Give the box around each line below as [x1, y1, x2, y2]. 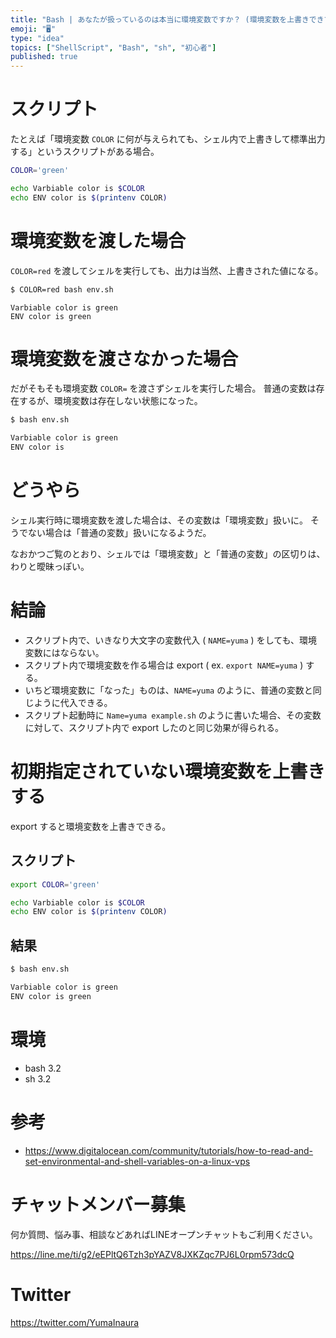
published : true [10, 52, 78, 62]
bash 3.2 [24, 1062, 62, 1074]
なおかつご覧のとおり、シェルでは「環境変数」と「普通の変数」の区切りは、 [10, 548, 326, 560]
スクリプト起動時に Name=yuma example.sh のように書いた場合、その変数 [24, 709, 322, 721]
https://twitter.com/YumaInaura [10, 1316, 140, 1328]
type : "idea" [10, 33, 65, 43]
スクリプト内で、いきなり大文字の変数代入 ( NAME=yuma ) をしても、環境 [24, 634, 318, 646]
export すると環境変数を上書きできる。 [10, 820, 172, 832]
